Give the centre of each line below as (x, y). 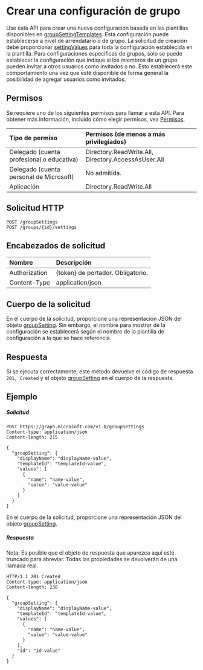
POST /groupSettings (32, 222)
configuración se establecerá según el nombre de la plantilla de (85, 332)
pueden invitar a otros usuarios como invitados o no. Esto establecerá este (99, 66)
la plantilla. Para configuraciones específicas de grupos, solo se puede (94, 53)
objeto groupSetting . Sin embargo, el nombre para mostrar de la (86, 325)
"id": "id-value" (39, 651)
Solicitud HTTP (35, 208)
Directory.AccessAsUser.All (125, 159)
